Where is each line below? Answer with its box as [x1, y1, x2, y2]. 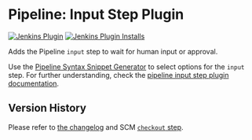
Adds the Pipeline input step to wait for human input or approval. [8, 46, 218, 56]
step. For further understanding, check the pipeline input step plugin [8, 70, 229, 79]
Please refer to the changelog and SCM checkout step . [8, 122, 184, 131]
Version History [8, 101, 86, 115]
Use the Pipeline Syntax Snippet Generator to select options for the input [8, 61, 245, 72]
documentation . [8, 79, 60, 88]
